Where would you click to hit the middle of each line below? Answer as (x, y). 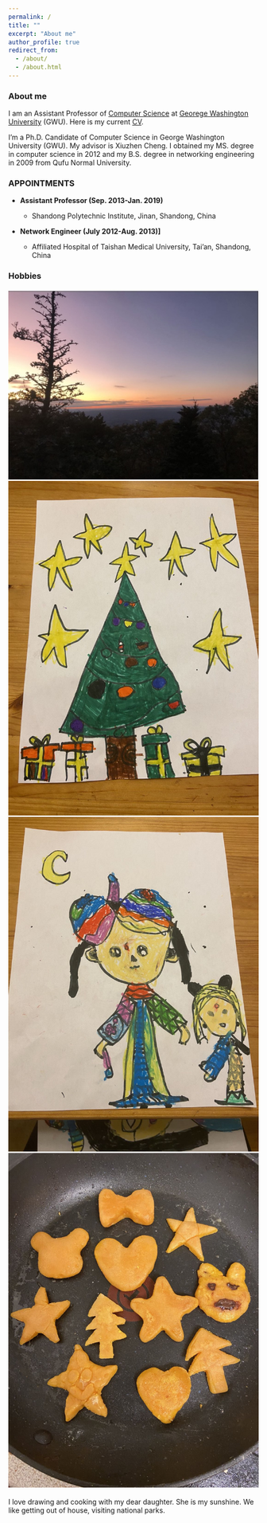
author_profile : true (44, 42)
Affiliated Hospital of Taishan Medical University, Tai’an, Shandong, (141, 247)
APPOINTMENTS (42, 183)
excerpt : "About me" (43, 33)
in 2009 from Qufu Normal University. (70, 162)
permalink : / (30, 17)
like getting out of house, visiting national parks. (87, 1510)
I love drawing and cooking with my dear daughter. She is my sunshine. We (131, 1501)
